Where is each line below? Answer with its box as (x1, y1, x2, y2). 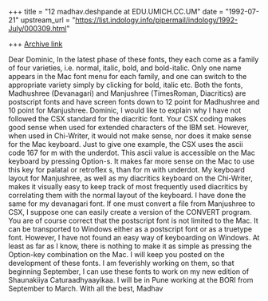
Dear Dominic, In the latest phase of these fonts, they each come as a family (8, 55, 259, 64)
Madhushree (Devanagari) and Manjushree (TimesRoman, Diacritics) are (8, 89, 246, 98)
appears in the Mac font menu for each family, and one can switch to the (8, 72, 247, 81)
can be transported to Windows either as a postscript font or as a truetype (8, 224, 253, 234)
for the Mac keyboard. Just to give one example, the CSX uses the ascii (8, 140, 243, 149)
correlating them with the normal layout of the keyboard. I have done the (8, 191, 246, 200)
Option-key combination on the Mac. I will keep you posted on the (8, 250, 225, 259)
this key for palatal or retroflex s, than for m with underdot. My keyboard (8, 165, 246, 174)
